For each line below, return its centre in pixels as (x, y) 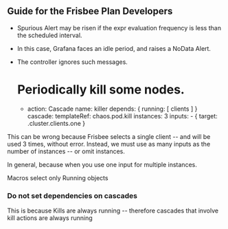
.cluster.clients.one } (56, 123)
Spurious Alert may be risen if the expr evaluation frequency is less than (119, 28)
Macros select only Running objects (58, 177)
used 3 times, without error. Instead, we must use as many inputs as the (109, 144)
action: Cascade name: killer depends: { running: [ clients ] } (112, 109)
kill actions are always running (50, 218)
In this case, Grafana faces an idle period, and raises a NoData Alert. (114, 48)
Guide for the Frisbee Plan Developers (90, 11)
